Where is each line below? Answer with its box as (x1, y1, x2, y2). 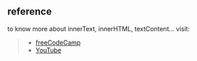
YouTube (35, 45, 62, 54)
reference (7, 6, 52, 18)
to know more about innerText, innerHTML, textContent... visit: (7, 24, 190, 33)
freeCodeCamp (35, 38, 81, 47)
